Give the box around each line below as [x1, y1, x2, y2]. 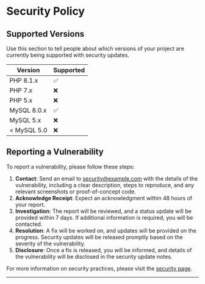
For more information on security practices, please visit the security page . [6, 264, 192, 272]
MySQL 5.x [9, 116, 41, 124]
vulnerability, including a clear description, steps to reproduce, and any [15, 181, 194, 189]
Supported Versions [6, 29, 84, 39]
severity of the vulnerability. [15, 240, 85, 247]
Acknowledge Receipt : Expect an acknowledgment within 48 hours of [15, 194, 193, 201]
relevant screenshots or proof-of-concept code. [15, 188, 136, 195]
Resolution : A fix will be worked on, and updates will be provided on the [15, 226, 197, 234]
